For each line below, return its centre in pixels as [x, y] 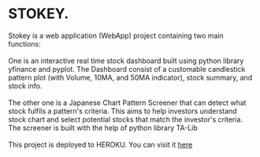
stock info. [25, 86]
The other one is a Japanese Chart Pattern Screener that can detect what [127, 103]
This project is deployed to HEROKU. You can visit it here [100, 144]
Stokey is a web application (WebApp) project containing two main [116, 36]
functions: [24, 43]
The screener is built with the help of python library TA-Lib [103, 128]
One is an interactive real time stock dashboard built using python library [126, 61]
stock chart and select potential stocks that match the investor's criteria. [125, 119]
